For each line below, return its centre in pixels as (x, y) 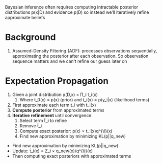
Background (30, 37)
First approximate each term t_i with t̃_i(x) (54, 105)
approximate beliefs (25, 17)
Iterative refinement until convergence (52, 115)
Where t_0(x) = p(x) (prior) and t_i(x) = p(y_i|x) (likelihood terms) (84, 99)
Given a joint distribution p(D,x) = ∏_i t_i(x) (55, 94)
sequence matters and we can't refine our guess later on (70, 61)
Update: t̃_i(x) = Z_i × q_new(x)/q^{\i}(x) (53, 151)
